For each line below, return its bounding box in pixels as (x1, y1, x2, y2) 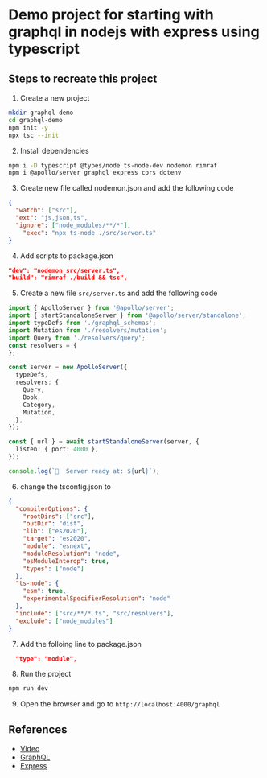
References (8, 722, 68, 736)
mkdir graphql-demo (8, 109, 74, 117)
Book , (23, 393, 42, 401)
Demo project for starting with (8, 6, 215, 24)
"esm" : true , (23, 587, 67, 595)
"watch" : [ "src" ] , (15, 207, 78, 215)
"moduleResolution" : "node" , (23, 550, 121, 558)
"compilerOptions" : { (15, 504, 88, 512)
